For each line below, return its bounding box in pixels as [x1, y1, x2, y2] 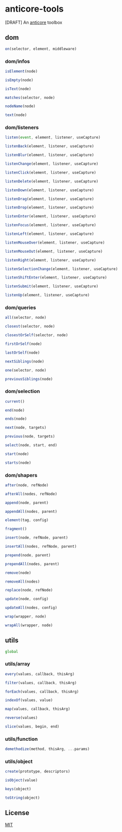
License [5, 809, 30, 817]
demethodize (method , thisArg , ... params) [5, 747, 90, 751]
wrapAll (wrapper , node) [5, 622, 53, 628]
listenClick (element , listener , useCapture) [5, 170, 96, 175]
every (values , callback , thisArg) [5, 671, 75, 676]
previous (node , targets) [5, 434, 55, 439]
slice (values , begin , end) [5, 724, 60, 729]
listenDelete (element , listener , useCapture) [5, 179, 98, 184]
